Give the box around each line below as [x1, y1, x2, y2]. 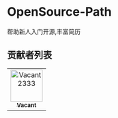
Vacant [16, 101, 37, 109]
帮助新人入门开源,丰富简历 [7, 27, 81, 35]
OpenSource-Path [7, 4, 113, 20]
